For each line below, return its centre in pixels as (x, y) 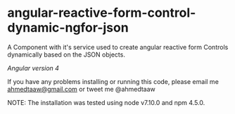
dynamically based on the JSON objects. (66, 55)
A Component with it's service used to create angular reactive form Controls (118, 47)
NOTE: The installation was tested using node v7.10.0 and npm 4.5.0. (106, 102)
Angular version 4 (33, 68)
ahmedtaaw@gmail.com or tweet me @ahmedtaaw (82, 89)
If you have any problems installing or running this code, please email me (113, 81)
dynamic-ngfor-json (68, 28)
